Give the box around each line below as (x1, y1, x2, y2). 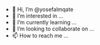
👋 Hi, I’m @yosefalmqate (12, 6, 74, 13)
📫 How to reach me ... (12, 32, 68, 39)
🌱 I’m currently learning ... (12, 19, 77, 26)
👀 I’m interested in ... (12, 12, 64, 19)
